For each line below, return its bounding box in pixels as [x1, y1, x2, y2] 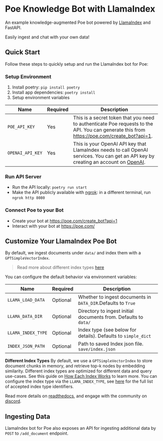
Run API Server [5, 173, 42, 180]
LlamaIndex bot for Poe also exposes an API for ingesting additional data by [5, 425, 156, 431]
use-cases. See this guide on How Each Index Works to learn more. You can [5, 373, 158, 379]
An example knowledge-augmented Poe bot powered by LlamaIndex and [5, 19, 151, 25]
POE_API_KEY [7, 124, 35, 130]
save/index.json [78, 347, 115, 352]
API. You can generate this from [73, 126, 146, 133]
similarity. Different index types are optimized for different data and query [5, 368, 152, 374]
